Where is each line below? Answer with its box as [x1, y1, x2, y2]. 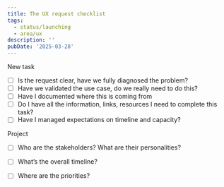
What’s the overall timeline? [17, 157, 98, 166]
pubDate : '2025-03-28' [7, 43, 74, 50]
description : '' [7, 37, 55, 44]
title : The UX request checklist [7, 10, 106, 18]
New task [7, 63, 35, 71]
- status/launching [13, 23, 71, 30]
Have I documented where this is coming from [17, 92, 153, 101]
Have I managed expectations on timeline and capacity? [17, 116, 182, 124]
